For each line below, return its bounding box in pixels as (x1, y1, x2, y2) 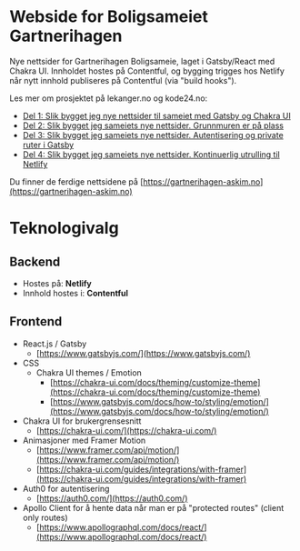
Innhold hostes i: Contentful (22, 287, 129, 298)
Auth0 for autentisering (22, 483, 110, 494)
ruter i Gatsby (22, 139, 75, 150)
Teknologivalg (9, 218, 120, 238)
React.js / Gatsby (22, 338, 87, 349)
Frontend (9, 314, 63, 329)
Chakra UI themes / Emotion (35, 366, 143, 378)
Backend (9, 254, 61, 269)
